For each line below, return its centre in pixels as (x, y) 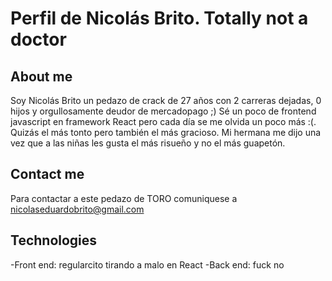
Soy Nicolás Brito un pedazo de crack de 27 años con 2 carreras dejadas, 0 (166, 100)
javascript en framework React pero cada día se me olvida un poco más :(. (163, 121)
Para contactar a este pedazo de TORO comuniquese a (124, 198)
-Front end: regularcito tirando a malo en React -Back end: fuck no (147, 264)
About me (41, 76)
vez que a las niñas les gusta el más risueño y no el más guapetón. (148, 143)
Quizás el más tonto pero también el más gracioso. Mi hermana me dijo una (166, 132)
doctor (38, 39)
